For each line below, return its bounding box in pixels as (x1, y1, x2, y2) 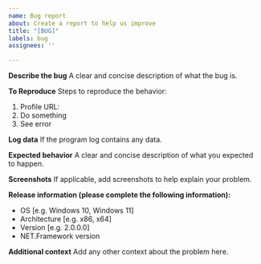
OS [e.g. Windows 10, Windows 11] (19, 206, 134, 216)
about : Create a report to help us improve (8, 19, 157, 27)
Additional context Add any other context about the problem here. (8, 247, 229, 257)
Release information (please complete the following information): (8, 190, 231, 200)
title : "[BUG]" (8, 27, 59, 35)
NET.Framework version (19, 231, 100, 241)
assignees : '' (8, 42, 56, 50)
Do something (19, 110, 67, 121)
